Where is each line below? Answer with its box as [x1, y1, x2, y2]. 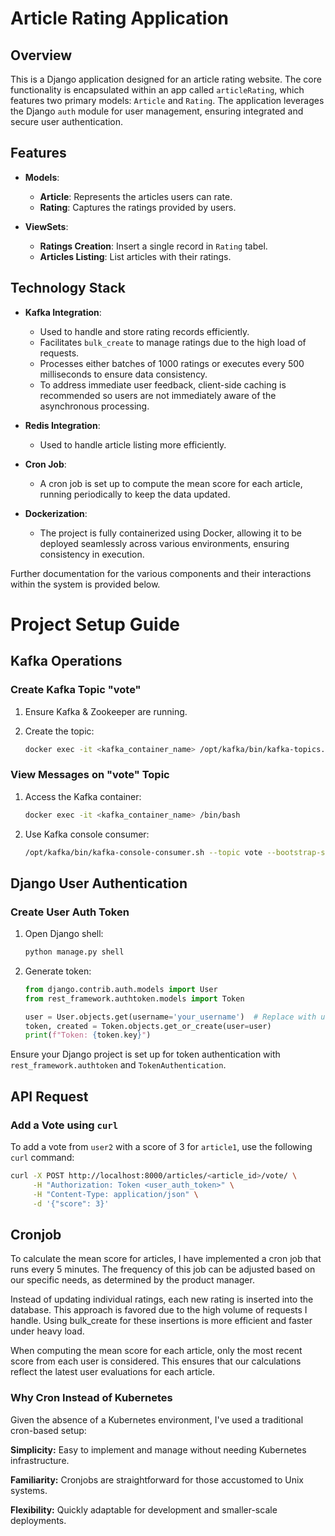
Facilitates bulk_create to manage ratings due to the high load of [39, 336, 307, 348]
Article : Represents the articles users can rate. [39, 190, 233, 202]
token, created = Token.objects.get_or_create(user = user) [24, 1021, 272, 1031]
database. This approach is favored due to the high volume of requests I [10, 1304, 308, 1316]
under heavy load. [10, 1325, 85, 1337]
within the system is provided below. [10, 578, 161, 590]
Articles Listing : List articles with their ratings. [39, 250, 232, 262]
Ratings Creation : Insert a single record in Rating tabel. [39, 240, 268, 252]
